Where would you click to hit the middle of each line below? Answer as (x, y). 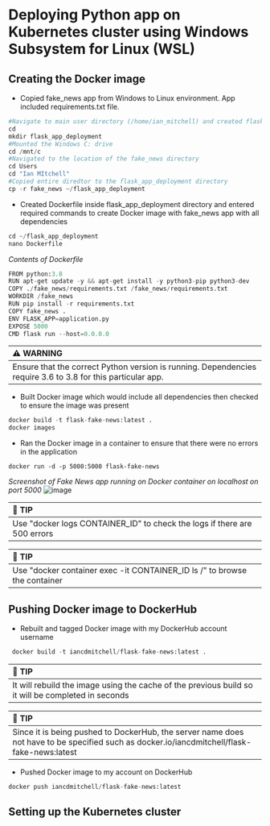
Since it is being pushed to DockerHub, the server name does (128, 732)
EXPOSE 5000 (28, 326)
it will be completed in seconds (71, 695)
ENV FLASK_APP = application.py (59, 319)
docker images (32, 428)
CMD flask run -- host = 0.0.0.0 (59, 334)
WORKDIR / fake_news (41, 297)
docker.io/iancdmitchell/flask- (194, 741)
